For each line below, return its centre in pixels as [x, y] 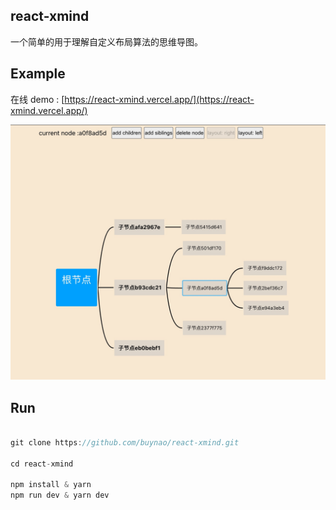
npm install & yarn [51, 485]
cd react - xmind [42, 464]
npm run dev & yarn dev [60, 495]
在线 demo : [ [37, 99]
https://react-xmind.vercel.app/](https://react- [159, 99]
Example [38, 74]
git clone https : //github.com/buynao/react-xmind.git [125, 442]
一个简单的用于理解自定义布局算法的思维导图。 [106, 41]
